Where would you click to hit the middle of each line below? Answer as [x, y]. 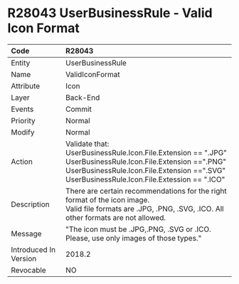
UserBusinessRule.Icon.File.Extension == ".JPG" [146, 152]
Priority [23, 120]
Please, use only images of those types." [133, 238]
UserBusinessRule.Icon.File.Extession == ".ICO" [145, 179]
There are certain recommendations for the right [146, 191]
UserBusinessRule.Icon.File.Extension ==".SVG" [145, 170]
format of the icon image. [107, 199]
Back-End [83, 98]
